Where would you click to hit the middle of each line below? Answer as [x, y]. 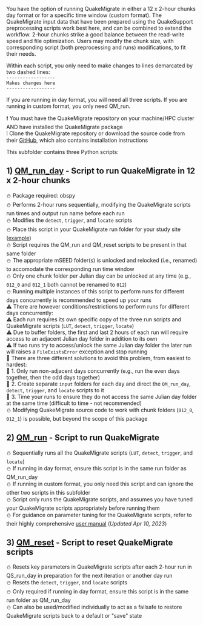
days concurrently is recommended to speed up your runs [79, 300]
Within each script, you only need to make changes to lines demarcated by [99, 65]
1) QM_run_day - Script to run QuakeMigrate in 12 [101, 171]
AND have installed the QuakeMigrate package [65, 127]
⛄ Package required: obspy [41, 195]
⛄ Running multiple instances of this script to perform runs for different [95, 291]
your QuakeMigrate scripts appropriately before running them [83, 508]
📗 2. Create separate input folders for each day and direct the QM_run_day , [98, 384]
